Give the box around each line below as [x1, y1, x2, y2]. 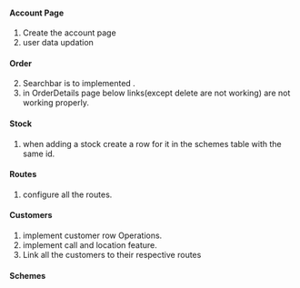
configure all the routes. [22, 189, 113, 200]
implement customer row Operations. [22, 230, 163, 241]
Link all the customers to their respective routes [22, 250, 202, 261]
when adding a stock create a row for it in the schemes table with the [22, 138, 282, 149]
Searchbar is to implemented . [22, 78, 136, 89]
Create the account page [22, 27, 116, 38]
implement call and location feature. [22, 240, 157, 251]
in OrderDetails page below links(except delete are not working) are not [22, 87, 291, 99]
